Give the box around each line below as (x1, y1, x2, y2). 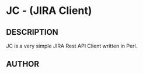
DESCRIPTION (6, 27, 58, 37)
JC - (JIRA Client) (6, 4, 92, 17)
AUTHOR (6, 59, 40, 69)
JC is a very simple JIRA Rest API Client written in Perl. (6, 42, 138, 49)
